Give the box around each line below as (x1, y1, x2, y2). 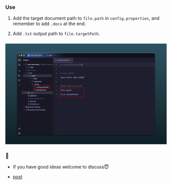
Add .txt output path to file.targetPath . (12, 31, 100, 37)
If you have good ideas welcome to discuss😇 (12, 164, 109, 170)
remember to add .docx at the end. (12, 20, 86, 27)
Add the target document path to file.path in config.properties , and (12, 15, 160, 22)
